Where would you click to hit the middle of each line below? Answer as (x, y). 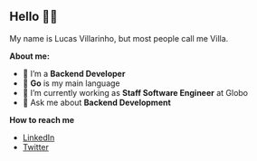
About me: (29, 56)
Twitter (36, 147)
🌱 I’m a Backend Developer (74, 73)
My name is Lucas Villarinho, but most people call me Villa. (119, 38)
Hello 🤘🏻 (33, 17)
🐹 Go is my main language (71, 83)
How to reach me (42, 119)
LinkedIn (38, 137)
